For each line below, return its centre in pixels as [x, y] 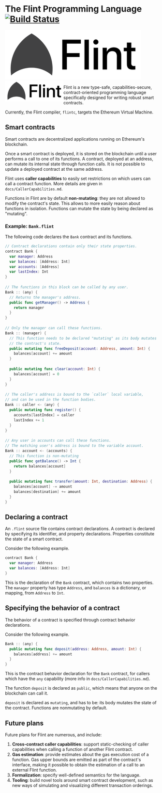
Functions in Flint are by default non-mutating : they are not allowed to [75, 198]
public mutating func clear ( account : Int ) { [55, 369]
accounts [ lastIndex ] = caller [44, 415]
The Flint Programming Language [74, 9]
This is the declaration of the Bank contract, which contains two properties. [79, 583]
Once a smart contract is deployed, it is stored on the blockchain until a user [81, 153]
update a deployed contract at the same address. [54, 169]
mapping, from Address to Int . [35, 593]
